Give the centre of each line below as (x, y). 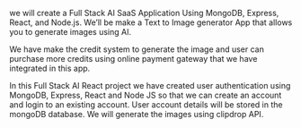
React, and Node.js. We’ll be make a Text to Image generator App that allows (151, 22)
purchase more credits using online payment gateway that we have (133, 59)
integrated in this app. (50, 68)
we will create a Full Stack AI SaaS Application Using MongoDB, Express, (144, 13)
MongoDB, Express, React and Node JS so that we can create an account (146, 95)
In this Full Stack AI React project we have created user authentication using (150, 85)
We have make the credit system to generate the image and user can (137, 49)
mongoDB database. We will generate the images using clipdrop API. (137, 114)
